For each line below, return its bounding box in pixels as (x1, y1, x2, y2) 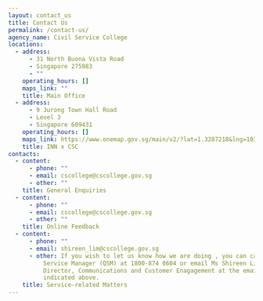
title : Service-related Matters (22, 281, 128, 289)
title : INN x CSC (22, 143, 79, 150)
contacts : (8, 150, 41, 158)
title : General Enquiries (22, 186, 107, 194)
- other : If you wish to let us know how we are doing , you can (28, 252, 247, 259)
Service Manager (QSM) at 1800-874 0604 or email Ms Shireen (42, 259, 247, 267)
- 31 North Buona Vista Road (28, 56, 124, 63)
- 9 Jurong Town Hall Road (28, 107, 117, 114)
